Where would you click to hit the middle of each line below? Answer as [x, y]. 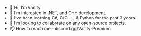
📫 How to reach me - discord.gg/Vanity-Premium [60, 28]
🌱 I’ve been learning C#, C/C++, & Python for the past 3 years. [73, 18]
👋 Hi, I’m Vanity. [26, 8]
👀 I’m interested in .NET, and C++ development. [58, 13]
